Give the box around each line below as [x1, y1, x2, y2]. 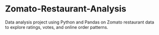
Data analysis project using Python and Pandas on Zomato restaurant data [5, 19, 155, 25]
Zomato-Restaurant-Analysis [5, 3, 127, 14]
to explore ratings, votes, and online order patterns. [5, 24, 108, 30]
